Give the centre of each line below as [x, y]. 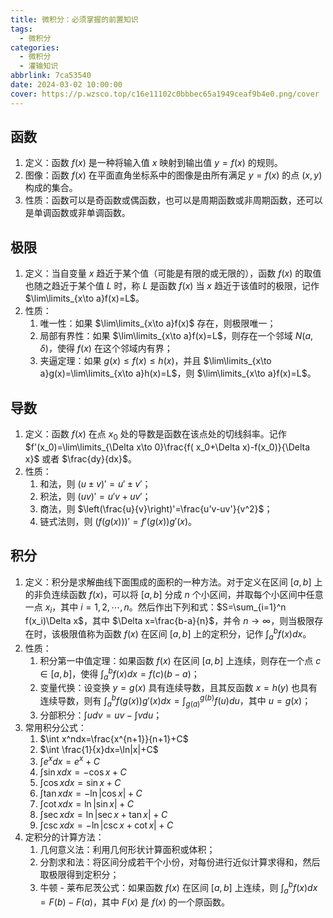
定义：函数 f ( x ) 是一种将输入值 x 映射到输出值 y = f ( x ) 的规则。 [153, 163]
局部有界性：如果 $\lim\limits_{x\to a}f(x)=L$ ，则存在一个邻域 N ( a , [176, 336]
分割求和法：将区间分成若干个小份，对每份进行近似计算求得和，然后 [180, 862]
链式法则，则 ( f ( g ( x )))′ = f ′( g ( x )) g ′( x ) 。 [118, 521]
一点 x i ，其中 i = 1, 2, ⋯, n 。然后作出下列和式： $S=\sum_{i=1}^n [155, 608]
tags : [21, 29]
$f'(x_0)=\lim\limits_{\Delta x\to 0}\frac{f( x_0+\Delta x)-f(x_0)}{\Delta [167, 447]
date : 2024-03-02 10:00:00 [66, 85]
